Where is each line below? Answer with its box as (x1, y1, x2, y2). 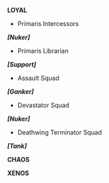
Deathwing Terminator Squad (17, 128, 103, 136)
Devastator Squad (17, 101, 70, 109)
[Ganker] (7, 88, 34, 95)
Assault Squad (17, 74, 59, 82)
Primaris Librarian (17, 47, 68, 55)
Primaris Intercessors (17, 20, 79, 27)
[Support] (7, 60, 36, 69)
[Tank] (7, 142, 27, 150)
